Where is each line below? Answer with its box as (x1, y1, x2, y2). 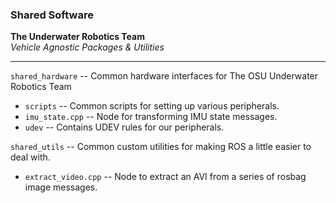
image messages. (24, 181, 98, 193)
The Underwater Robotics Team (10, 31, 145, 43)
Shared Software (10, 8, 94, 22)
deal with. (10, 151, 51, 163)
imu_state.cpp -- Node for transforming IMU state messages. (24, 111, 278, 123)
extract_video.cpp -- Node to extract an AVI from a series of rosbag (24, 171, 307, 183)
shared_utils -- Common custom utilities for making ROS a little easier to (10, 141, 312, 153)
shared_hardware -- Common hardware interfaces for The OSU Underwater (10, 70, 319, 82)
